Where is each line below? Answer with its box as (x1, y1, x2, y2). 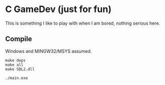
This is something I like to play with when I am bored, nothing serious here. (5, 20, 160, 26)
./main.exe (5, 75, 28, 80)
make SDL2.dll (5, 66, 35, 71)
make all (5, 62, 24, 67)
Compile (5, 35, 32, 43)
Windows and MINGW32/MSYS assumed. (5, 48, 92, 54)
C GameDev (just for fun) (5, 4, 112, 15)
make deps (5, 58, 26, 63)
